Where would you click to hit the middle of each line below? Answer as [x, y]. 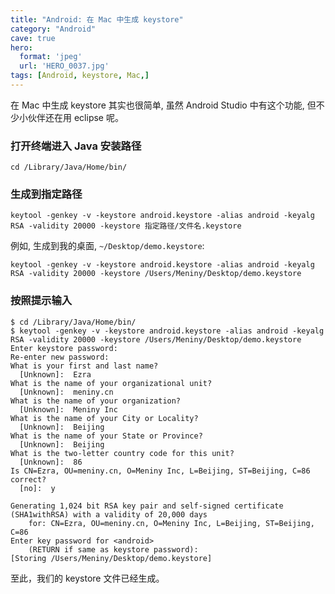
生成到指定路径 [46, 194]
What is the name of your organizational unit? [111, 383]
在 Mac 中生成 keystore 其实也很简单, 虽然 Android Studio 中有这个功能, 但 [163, 105]
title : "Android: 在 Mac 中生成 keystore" [97, 19]
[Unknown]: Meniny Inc [68, 409]
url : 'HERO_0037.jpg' [64, 66]
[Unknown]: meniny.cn [66, 392]
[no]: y [37, 488]
